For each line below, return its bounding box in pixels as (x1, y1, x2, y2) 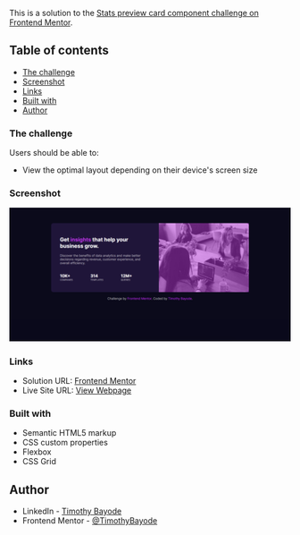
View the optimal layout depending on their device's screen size (21, 165, 258, 175)
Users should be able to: (9, 148, 100, 158)
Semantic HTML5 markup (21, 428, 117, 438)
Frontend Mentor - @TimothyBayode (21, 515, 158, 526)
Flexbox (21, 446, 52, 457)
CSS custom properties (21, 437, 109, 448)
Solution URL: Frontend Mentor (21, 375, 137, 386)
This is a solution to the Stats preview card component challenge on (9, 8, 259, 18)
